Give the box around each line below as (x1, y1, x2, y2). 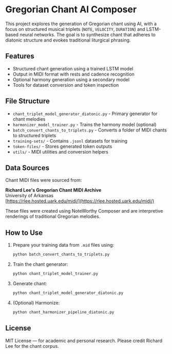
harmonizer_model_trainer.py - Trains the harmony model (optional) (12, 121, 157, 127)
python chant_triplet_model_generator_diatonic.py (12, 290, 124, 295)
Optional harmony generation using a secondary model (12, 76, 130, 83)
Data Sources (5, 163, 50, 172)
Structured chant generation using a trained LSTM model (12, 65, 133, 71)
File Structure (5, 97, 50, 106)
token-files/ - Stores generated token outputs (12, 143, 112, 150)
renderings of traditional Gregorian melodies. (5, 213, 101, 219)
